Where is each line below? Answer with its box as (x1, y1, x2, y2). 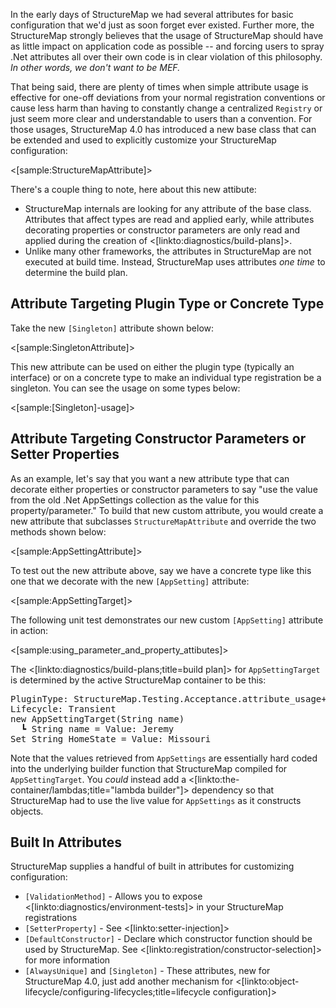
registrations (24, 912, 78, 924)
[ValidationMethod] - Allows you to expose (24, 890, 203, 903)
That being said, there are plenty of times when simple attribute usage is (10, 81, 309, 93)
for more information (24, 954, 111, 966)
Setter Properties (10, 446, 120, 463)
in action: (10, 624, 49, 636)
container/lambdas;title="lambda (10, 784, 146, 796)
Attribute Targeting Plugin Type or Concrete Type (10, 295, 325, 313)
